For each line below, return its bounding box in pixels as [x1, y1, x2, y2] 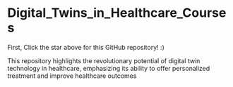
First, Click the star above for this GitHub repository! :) [7, 43, 165, 51]
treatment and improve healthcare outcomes [7, 72, 137, 80]
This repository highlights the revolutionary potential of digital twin [7, 56, 201, 65]
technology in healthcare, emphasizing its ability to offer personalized [7, 64, 210, 72]
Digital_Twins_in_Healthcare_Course [7, 5, 227, 21]
